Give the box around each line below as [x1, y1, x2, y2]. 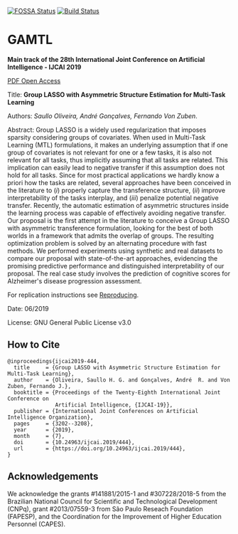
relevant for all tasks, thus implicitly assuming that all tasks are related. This [7, 155, 229, 164]
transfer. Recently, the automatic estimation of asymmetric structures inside [7, 201, 229, 209]
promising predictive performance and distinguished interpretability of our [7, 261, 225, 270]
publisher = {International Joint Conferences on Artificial [13, 407, 199, 414]
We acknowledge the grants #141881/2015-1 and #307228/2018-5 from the [7, 489, 227, 498]
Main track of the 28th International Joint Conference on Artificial [7, 55, 205, 63]
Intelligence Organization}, [7, 414, 94, 421]
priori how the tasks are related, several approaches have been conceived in [7, 178, 232, 187]
